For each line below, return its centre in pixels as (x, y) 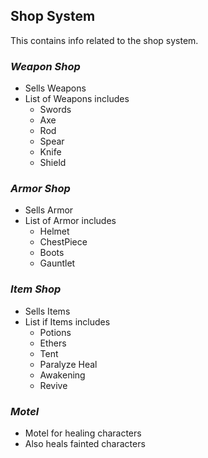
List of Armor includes (70, 221)
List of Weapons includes (77, 99)
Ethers (53, 343)
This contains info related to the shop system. (104, 40)
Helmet (54, 231)
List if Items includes (67, 321)
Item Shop (36, 289)
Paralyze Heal (68, 364)
